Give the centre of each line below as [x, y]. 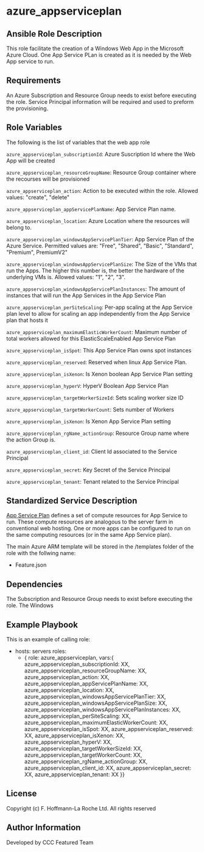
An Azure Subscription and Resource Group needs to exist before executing [101, 95]
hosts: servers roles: [41, 651]
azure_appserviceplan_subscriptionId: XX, [77, 664]
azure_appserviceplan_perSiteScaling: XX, [77, 716]
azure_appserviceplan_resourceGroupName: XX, [86, 671]
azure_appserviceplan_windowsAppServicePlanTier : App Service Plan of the [100, 239]
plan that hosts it [27, 320]
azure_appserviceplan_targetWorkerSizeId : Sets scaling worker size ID [95, 398]
